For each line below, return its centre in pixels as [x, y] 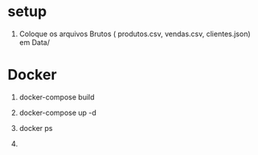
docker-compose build [57, 97]
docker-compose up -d [58, 112]
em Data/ [34, 42]
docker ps [36, 128]
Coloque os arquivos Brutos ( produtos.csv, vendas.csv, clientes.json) [135, 34]
